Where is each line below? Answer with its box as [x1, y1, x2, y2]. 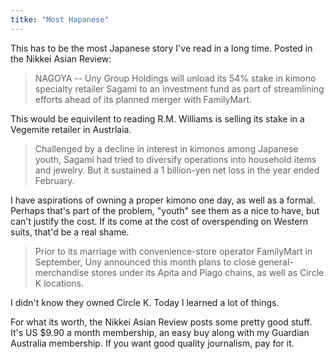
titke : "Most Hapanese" [10, 14, 110, 25]
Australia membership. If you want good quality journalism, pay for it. [10, 337, 295, 349]
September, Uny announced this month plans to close [34, 256, 257, 268]
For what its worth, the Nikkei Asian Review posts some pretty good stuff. [10, 316, 313, 328]
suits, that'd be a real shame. [10, 226, 130, 238]
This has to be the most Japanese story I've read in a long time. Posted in [10, 42, 313, 54]
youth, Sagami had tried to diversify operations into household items [34, 153, 317, 165]
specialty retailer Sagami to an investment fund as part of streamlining [34, 82, 325, 95]
